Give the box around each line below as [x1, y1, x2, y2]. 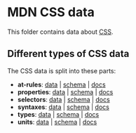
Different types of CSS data [7, 48, 130, 60]
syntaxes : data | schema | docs [17, 103, 110, 111]
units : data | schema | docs [17, 118, 97, 126]
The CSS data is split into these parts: [7, 66, 116, 75]
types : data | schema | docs [17, 110, 100, 118]
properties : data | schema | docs [17, 87, 114, 96]
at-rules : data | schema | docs [17, 80, 107, 89]
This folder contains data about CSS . [7, 27, 114, 36]
